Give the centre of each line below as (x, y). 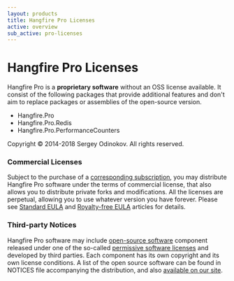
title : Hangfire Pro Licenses (51, 20)
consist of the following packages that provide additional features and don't (116, 94)
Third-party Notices (42, 225)
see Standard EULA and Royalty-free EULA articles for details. (97, 207)
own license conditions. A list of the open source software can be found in (114, 262)
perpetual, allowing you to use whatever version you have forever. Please (112, 199)
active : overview (32, 27)
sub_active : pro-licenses (45, 33)
